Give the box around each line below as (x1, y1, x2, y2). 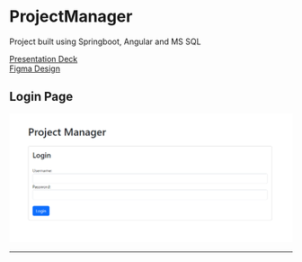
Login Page (9, 89, 74, 104)
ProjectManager (9, 6, 133, 27)
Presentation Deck (9, 53, 78, 64)
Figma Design (9, 63, 61, 74)
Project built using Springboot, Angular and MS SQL (9, 36, 201, 47)
